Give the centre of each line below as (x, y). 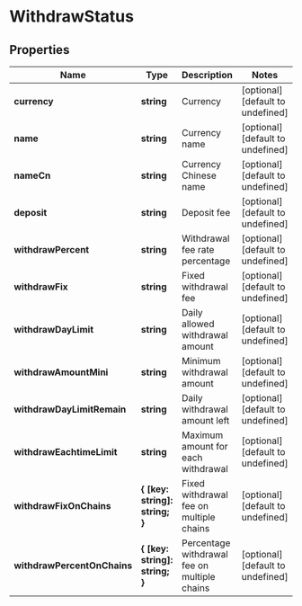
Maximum (202, 435)
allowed (198, 324)
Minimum (201, 361)
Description (207, 75)
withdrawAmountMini (61, 372)
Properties (40, 50)
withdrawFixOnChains (62, 506)
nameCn (32, 175)
